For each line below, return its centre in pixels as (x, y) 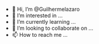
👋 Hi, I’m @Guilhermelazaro (46, 9)
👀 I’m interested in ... (37, 15)
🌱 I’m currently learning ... (44, 22)
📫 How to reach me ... (40, 35)
